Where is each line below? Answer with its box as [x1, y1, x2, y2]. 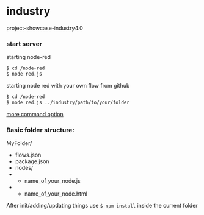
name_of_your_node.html [24, 190, 87, 197]
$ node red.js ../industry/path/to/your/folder [6, 99, 130, 105]
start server [6, 40, 43, 48]
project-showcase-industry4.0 [6, 24, 84, 32]
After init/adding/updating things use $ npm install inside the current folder [6, 202, 198, 210]
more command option [6, 110, 64, 118]
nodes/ [15, 164, 34, 172]
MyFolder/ [6, 139, 32, 147]
